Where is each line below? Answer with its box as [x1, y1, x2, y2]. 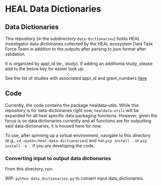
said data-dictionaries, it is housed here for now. [5, 123, 102, 129]
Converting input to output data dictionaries [5, 155, 111, 162]
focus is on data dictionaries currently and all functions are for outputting [5, 118, 152, 124]
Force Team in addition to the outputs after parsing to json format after [5, 46, 146, 52]
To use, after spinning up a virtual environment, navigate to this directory [5, 132, 151, 138]
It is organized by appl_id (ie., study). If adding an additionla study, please [5, 61, 153, 66]
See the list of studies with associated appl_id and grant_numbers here [5, 75, 147, 81]
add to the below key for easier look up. [5, 66, 85, 72]
